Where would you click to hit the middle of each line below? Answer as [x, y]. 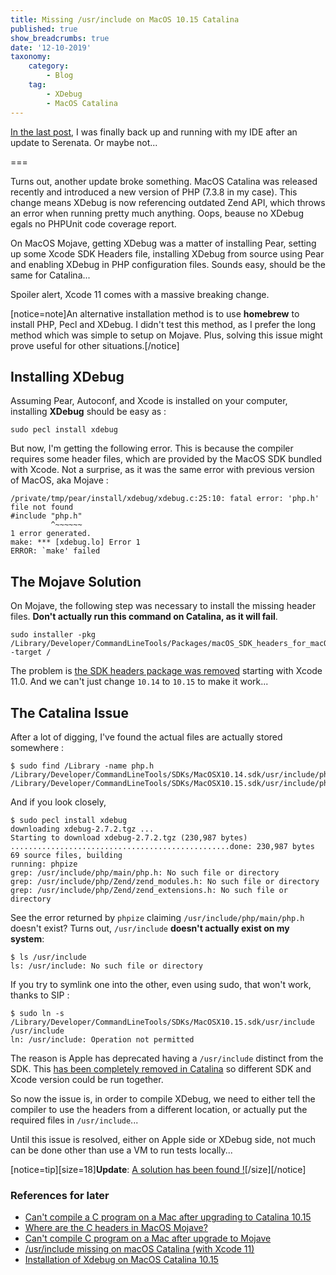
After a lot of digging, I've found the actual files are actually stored [146, 737]
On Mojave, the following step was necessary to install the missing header [163, 606]
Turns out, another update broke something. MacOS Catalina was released [164, 181]
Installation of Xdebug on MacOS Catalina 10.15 [121, 1260]
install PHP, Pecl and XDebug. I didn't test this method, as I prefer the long [163, 324]
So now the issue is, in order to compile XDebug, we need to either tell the [163, 1098]
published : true [44, 29]
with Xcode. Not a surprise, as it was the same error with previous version [162, 470]
